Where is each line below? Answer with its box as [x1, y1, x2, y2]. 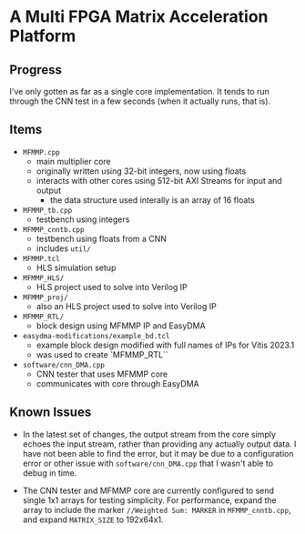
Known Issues [9, 405, 92, 420]
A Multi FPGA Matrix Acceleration [9, 6, 269, 27]
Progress [9, 62, 62, 77]
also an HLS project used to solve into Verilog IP [36, 300, 217, 311]
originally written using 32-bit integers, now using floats [36, 166, 247, 176]
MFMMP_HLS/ [22, 273, 65, 283]
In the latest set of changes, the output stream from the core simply [22, 428, 276, 439]
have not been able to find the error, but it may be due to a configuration [22, 448, 294, 458]
